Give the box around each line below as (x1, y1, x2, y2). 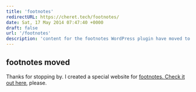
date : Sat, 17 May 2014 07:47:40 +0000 (6, 19, 104, 25)
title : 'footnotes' (6, 8, 54, 15)
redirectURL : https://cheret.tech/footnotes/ (6, 14, 119, 20)
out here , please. (6, 79, 47, 86)
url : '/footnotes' (6, 30, 51, 36)
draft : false (6, 25, 38, 31)
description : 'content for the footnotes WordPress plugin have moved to (6, 36, 191, 42)
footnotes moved (6, 57, 70, 67)
